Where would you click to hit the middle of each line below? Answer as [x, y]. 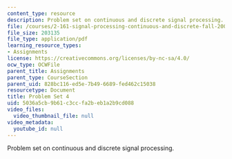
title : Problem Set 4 [38, 97]
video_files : [26, 109]
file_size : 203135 [33, 33]
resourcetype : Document [41, 90]
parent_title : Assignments [46, 71]
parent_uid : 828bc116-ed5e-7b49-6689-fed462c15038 [81, 84]
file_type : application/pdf [48, 39]
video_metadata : [30, 122]
